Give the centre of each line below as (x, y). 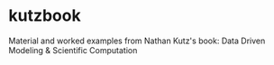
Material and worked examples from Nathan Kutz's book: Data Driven (137, 41)
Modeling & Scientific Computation (73, 50)
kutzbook (45, 16)
